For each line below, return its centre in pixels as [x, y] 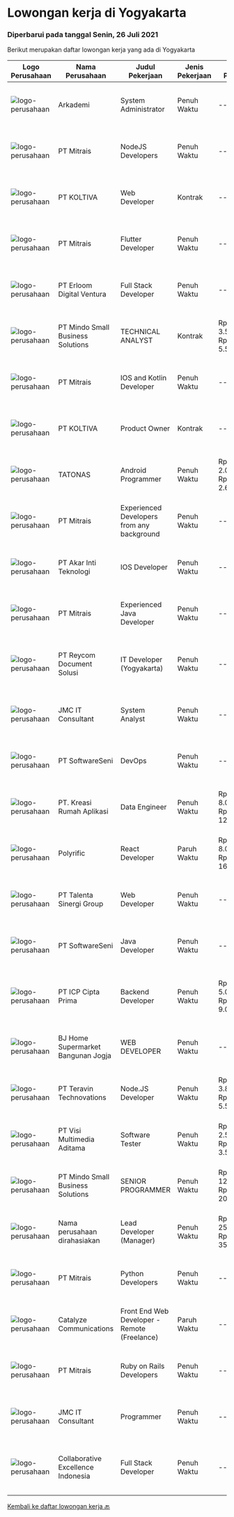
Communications [86, 1329]
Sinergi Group [81, 904]
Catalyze [72, 1320]
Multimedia [77, 1139]
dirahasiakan [79, 1241]
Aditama [72, 1148]
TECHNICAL [140, 331]
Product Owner [145, 428]
